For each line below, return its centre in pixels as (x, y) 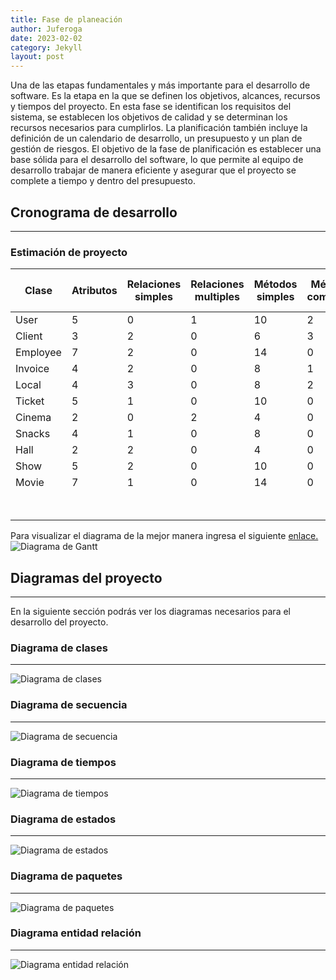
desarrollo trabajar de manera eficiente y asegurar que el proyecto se (153, 170)
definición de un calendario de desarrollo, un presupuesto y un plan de (156, 138)
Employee (38, 353)
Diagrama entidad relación (76, 933)
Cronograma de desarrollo (94, 212)
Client (29, 336)
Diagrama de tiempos (63, 762)
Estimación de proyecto (69, 252)
